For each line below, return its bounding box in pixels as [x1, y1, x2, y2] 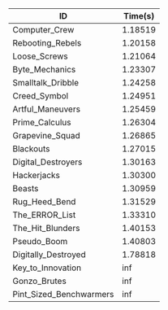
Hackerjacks [12, 170, 61, 181]
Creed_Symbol [12, 90, 69, 101]
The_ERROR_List [12, 209, 76, 220]
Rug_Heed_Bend [12, 196, 76, 207]
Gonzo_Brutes [12, 276, 67, 286]
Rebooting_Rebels [12, 37, 82, 48]
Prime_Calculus [12, 117, 71, 128]
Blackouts [12, 143, 50, 154]
